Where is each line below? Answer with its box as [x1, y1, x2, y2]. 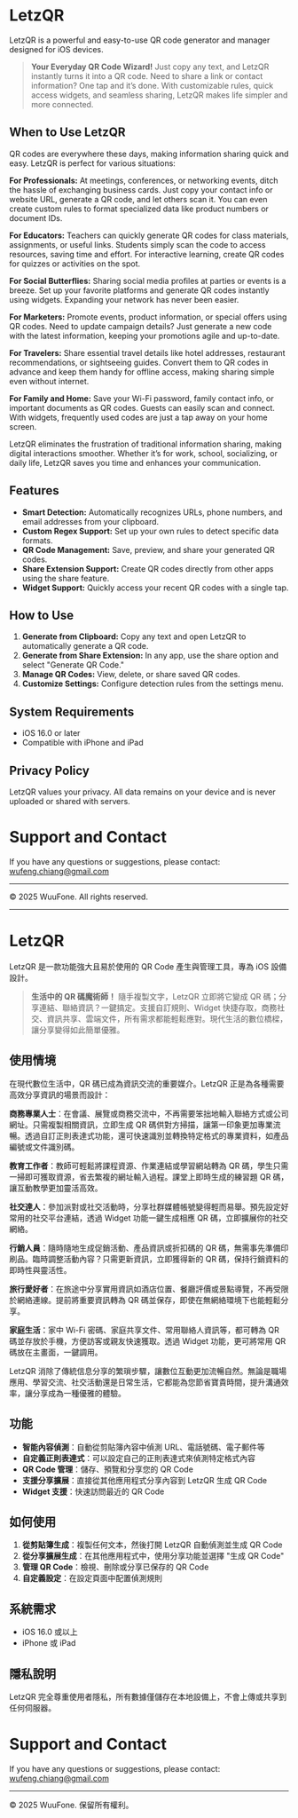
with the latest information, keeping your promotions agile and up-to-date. [9, 330, 280, 341]
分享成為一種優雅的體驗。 [32, 1387, 126, 1398]
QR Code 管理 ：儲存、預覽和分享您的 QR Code [21, 1464, 193, 1474]
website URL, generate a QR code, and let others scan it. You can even [9, 194, 268, 204]
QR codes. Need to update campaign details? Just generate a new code [9, 320, 272, 331]
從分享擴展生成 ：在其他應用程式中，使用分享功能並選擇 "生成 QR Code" [21, 1551, 285, 1561]
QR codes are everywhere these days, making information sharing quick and [9, 148, 289, 159]
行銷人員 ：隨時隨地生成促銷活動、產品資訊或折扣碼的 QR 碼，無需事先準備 [9, 1242, 281, 1253]
